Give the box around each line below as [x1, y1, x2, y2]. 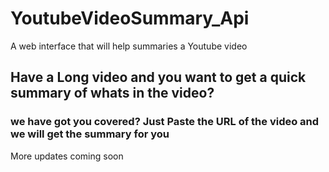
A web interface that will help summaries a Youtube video [10, 40, 248, 52]
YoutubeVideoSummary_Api [10, 7, 250, 30]
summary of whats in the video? [10, 85, 215, 102]
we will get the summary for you [10, 127, 170, 141]
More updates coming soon [10, 150, 124, 162]
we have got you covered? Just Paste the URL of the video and [10, 115, 320, 129]
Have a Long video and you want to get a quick [10, 69, 307, 86]
